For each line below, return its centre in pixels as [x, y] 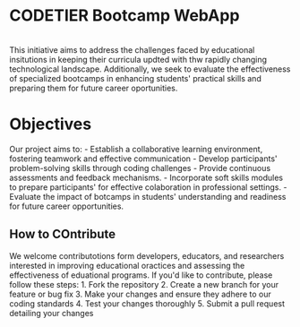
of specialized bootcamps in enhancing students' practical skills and [135, 78]
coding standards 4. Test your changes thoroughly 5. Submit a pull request [147, 303]
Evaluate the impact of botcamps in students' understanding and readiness [148, 196]
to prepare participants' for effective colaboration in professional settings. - [148, 187]
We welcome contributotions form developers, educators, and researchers [147, 255]
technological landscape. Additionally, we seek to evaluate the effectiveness [150, 69]
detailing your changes [51, 313]
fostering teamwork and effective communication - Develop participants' [143, 159]
